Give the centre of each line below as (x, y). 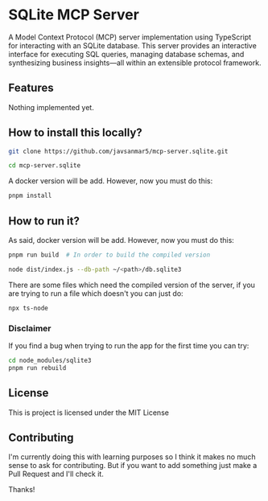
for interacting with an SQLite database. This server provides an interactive (133, 45)
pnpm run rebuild (37, 368)
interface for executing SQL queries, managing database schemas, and (126, 54)
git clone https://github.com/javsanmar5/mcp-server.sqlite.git (118, 151)
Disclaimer (30, 328)
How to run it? (44, 221)
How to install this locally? (75, 133)
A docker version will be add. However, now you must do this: (111, 181)
